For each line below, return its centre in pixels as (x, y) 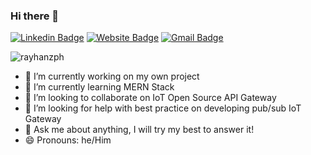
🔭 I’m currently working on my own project (112, 76)
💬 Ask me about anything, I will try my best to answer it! (139, 130)
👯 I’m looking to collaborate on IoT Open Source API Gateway (150, 98)
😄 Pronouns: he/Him (68, 140)
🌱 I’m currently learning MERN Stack (99, 87)
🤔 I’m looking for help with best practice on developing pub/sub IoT (163, 108)
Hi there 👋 (35, 16)
